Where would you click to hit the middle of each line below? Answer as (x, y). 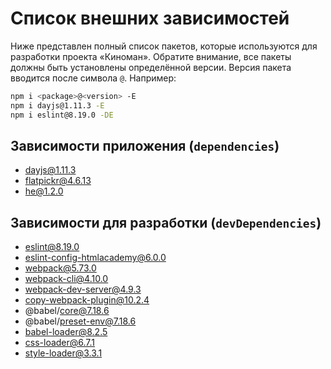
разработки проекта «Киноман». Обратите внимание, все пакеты (151, 56)
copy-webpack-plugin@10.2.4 (87, 300)
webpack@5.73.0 (60, 268)
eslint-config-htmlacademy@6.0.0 (95, 258)
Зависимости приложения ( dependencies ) (145, 145)
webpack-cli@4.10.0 (66, 279)
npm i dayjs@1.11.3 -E (57, 105)
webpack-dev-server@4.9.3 (83, 289)
